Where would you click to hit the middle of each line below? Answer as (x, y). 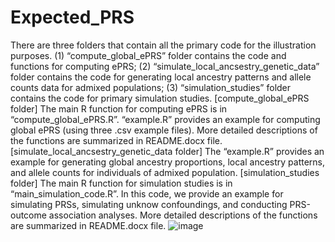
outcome (28, 215)
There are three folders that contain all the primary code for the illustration (163, 45)
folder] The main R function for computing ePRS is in (119, 108)
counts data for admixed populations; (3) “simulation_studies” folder (151, 87)
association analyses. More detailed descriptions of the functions (183, 215)
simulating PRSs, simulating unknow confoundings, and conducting (149, 204)
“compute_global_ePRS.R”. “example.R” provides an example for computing (165, 119)
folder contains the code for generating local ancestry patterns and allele (161, 77)
